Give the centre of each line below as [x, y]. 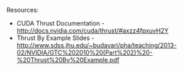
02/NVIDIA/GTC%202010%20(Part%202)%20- [85, 52]
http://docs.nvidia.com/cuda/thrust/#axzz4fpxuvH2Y [92, 31]
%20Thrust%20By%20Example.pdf [68, 60]
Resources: [23, 10]
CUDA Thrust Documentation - [60, 23]
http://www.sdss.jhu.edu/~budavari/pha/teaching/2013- [97, 45]
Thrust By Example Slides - [56, 38]
